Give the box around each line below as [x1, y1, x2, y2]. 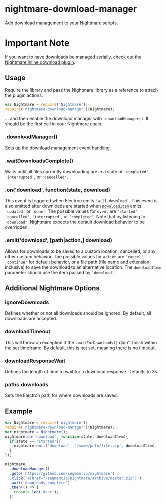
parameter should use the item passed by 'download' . [5, 269, 116, 275]
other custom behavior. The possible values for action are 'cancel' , [5, 253, 145, 259]
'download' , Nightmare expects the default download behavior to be [5, 219, 145, 225]
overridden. [5, 224, 29, 230]
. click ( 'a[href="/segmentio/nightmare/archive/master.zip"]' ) [9, 476, 142, 481]
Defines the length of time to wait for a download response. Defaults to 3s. [5, 368, 159, 374]
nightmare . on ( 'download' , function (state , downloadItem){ [5, 434, 128, 439]
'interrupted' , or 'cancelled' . [5, 174, 68, 180]
